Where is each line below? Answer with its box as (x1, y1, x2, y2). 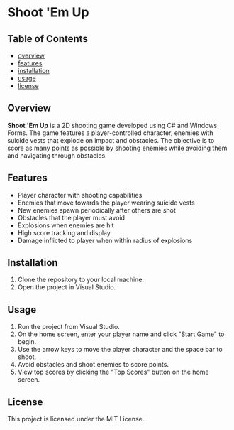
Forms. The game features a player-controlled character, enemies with (7, 129, 213, 137)
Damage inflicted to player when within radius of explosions (17, 236, 193, 244)
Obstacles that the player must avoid (17, 213, 126, 222)
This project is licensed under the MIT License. (7, 415, 145, 424)
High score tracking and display (17, 228, 111, 237)
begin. (17, 338, 37, 346)
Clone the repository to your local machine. (17, 275, 144, 284)
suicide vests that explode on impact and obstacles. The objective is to (7, 136, 215, 144)
